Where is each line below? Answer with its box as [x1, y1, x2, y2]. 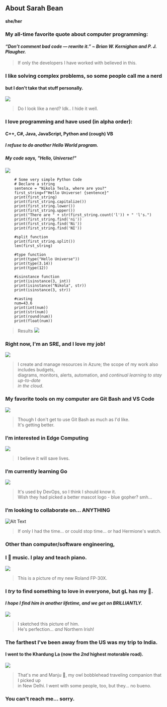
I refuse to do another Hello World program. [5, 142, 99, 148]
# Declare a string [14, 182, 55, 187]
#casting [14, 296, 33, 302]
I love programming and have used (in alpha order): [5, 118, 133, 125]
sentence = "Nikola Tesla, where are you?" [14, 186, 107, 191]
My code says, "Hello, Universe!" [5, 155, 76, 161]
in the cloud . [17, 383, 44, 389]
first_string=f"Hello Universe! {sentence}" [14, 190, 109, 196]
